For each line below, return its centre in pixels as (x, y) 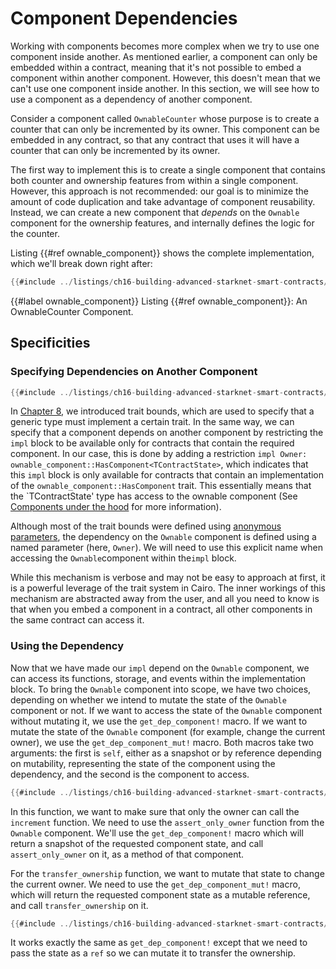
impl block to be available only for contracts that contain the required (152, 443)
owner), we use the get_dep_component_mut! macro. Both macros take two (162, 742)
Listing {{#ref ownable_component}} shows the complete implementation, (162, 253)
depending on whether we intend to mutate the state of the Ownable (148, 699)
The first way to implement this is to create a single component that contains (168, 169)
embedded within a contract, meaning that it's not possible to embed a (156, 67)
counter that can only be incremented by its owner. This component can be (165, 129)
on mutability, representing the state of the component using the (143, 763)
